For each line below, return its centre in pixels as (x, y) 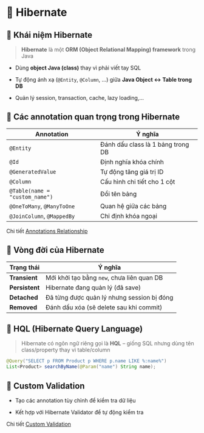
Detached (24, 297)
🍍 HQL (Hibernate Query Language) (75, 329)
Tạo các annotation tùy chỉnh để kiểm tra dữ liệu (75, 400)
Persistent (25, 287)
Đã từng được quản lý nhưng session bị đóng (109, 297)
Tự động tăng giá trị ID (132, 172)
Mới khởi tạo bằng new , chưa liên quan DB (104, 278)
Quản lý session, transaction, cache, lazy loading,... (80, 98)
